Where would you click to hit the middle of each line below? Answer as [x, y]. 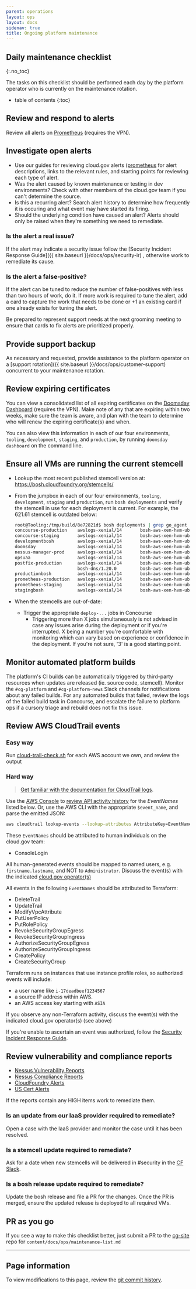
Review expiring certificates [58, 389]
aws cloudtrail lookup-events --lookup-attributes [69, 824]
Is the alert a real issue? [40, 236]
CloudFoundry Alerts [39, 1083]
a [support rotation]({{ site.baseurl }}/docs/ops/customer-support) [86, 364]
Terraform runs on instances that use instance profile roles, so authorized [94, 973]
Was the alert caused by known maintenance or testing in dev [89, 184]
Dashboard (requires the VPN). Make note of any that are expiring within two [98, 409]
